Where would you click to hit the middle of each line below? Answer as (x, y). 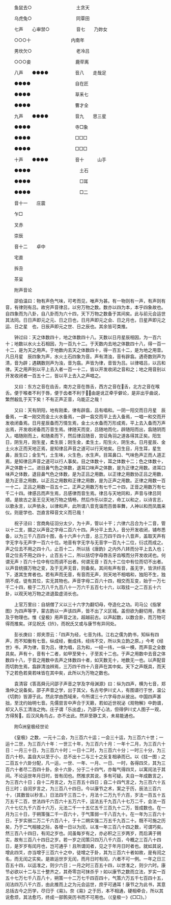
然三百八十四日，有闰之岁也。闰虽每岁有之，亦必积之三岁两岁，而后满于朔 (83, 833)
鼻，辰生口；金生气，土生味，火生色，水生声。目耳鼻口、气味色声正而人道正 (85, 455)
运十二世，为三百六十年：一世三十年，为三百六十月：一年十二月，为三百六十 (85, 744)
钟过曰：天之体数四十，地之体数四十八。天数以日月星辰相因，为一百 (85, 337)
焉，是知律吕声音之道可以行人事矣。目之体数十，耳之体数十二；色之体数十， (85, 461)
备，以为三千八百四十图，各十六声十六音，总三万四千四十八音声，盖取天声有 (85, 536)
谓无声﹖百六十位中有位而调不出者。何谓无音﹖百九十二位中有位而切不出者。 (85, 562)
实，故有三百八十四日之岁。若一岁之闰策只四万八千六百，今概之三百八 (79, 840)
